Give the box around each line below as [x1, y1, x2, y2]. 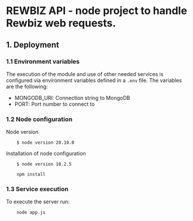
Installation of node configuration [6, 150, 86, 157]
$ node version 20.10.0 [16, 140, 75, 146]
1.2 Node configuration [6, 115, 73, 123]
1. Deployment [6, 40, 60, 50]
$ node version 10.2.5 [16, 161, 72, 167]
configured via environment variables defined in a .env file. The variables [6, 77, 182, 84]
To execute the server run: [6, 198, 70, 205]
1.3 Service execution [6, 185, 69, 194]
